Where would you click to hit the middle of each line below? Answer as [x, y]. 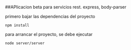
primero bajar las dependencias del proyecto [50, 16]
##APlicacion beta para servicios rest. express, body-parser [66, 7]
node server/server [25, 43]
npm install [17, 25]
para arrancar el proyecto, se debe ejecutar [49, 34]
